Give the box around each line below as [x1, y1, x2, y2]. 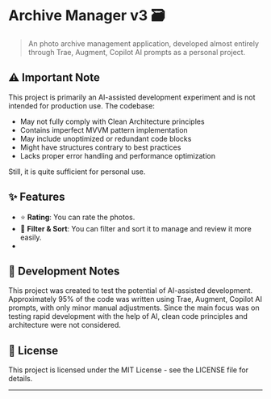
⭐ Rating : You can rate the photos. [19, 212, 135, 222]
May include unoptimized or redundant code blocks [19, 134, 192, 143]
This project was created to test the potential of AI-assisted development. [8, 286, 253, 295]
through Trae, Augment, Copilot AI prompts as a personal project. [27, 47, 246, 57]
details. [8, 374, 33, 384]
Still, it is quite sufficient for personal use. [8, 167, 146, 176]
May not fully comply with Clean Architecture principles [19, 117, 205, 126]
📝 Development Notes [8, 264, 120, 278]
